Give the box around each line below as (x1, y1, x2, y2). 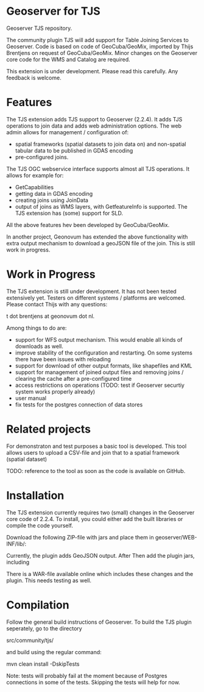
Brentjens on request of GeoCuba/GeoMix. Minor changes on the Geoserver (6, 49, 198, 56)
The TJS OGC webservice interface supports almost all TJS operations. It (6, 165, 190, 172)
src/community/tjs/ (6, 636, 54, 644)
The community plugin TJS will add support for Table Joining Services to (6, 36, 189, 43)
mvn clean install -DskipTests (6, 660, 80, 668)
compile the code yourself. (6, 522, 74, 529)
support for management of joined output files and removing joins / (15, 368, 184, 376)
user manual (15, 394, 47, 402)
